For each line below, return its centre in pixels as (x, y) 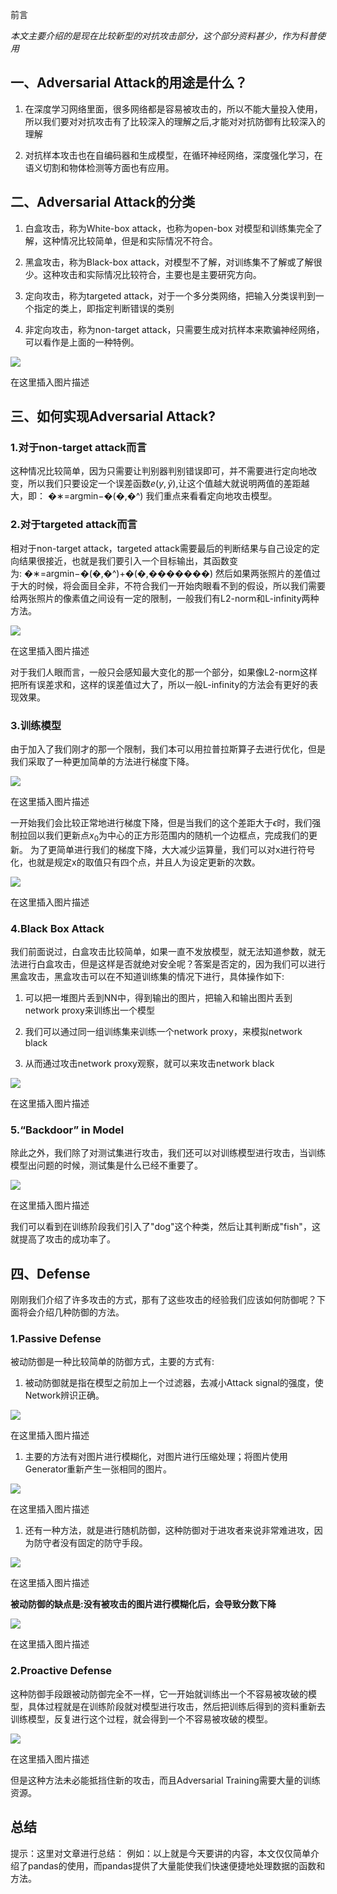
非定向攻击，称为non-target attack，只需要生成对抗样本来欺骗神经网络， (174, 329)
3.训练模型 (36, 725)
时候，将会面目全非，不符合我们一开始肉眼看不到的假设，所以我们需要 (181, 585)
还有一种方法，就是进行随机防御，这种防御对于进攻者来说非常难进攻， (169, 1530)
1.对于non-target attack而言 (78, 447)
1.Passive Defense (56, 1339)
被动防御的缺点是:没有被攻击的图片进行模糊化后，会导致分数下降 (143, 1604)
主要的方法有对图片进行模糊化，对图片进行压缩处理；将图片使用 (156, 1457)
